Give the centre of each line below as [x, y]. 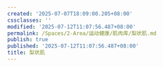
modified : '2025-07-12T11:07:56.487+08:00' [72, 27]
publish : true [28, 40]
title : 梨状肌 [26, 53]
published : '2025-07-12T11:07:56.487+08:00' [73, 46]
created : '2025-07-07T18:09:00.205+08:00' [70, 14]
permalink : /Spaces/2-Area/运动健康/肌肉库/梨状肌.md [82, 33]
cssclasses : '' [29, 20]
